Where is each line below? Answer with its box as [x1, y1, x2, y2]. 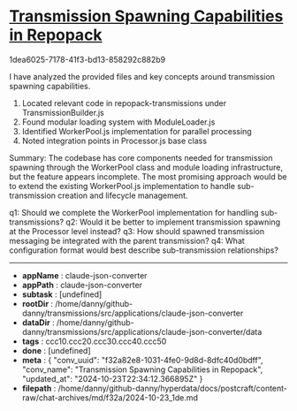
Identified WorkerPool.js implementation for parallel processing [21, 126, 252, 136]
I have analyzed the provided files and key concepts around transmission [9, 71, 276, 81]
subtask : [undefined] [21, 289, 103, 300]
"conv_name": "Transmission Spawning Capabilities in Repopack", [21, 364, 263, 375]
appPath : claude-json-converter [21, 279, 143, 290]
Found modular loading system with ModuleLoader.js [21, 117, 216, 127]
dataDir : [21, 316, 55, 328]
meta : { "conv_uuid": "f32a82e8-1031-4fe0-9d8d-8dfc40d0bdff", [21, 354, 263, 365]
